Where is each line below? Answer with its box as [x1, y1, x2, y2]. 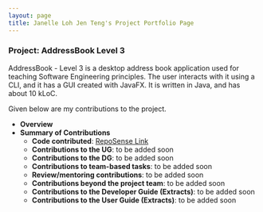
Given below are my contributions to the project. [8, 104, 167, 114]
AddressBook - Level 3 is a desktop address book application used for [8, 63, 239, 72]
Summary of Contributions [19, 128, 111, 137]
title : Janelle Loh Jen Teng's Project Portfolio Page [8, 19, 194, 27]
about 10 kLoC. [8, 88, 58, 98]
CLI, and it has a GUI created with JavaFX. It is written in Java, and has [8, 80, 241, 90]
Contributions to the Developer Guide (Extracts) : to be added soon [31, 187, 255, 196]
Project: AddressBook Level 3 [8, 45, 125, 56]
